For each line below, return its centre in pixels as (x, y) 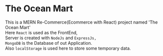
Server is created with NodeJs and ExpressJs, (51, 38)
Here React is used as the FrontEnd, (41, 32)
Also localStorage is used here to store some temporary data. (68, 48)
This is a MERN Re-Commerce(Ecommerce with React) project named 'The (81, 22)
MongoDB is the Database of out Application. (49, 43)
